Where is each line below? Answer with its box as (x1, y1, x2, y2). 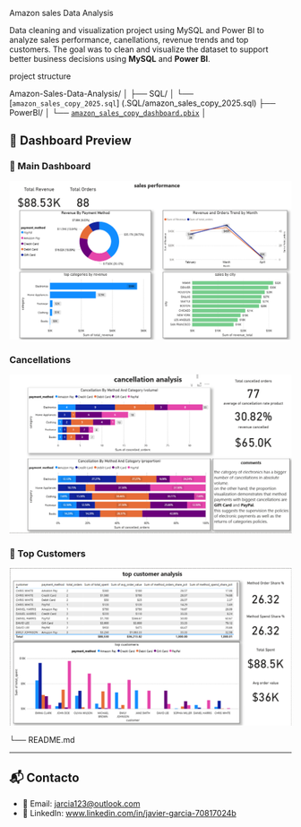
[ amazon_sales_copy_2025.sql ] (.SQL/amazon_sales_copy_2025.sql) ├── (9, 98, 276, 108)
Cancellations (9, 353, 72, 366)
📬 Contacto (9, 770, 80, 785)
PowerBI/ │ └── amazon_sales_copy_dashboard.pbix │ (9, 108, 207, 117)
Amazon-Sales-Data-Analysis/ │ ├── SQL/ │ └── (9, 89, 194, 99)
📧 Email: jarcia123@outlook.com (21, 798, 141, 809)
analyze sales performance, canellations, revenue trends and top (9, 35, 249, 45)
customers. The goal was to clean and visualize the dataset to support (9, 44, 269, 55)
